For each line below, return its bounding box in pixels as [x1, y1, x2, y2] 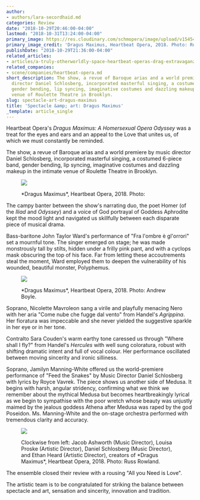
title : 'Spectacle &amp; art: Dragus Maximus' [6, 102, 124, 109]
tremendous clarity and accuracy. [6, 416, 89, 423]
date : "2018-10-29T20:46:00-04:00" [6, 25, 95, 32]
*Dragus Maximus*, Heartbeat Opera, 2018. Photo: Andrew [21, 287, 166, 294]
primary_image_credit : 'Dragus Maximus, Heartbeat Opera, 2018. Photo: [6, 42, 187, 48]
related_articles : [6, 53, 52, 59]
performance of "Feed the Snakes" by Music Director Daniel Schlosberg [6, 372, 183, 379]
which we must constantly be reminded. [6, 137, 104, 145]
